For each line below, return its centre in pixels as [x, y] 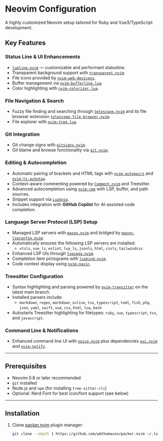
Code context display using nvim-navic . [51, 263]
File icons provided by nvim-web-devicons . [54, 78]
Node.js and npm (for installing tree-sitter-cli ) [59, 388]
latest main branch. [31, 292]
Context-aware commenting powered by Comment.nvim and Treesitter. [81, 184]
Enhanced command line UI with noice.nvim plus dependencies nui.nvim [85, 341]
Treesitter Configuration [34, 276]
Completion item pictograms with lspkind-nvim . [59, 258]
